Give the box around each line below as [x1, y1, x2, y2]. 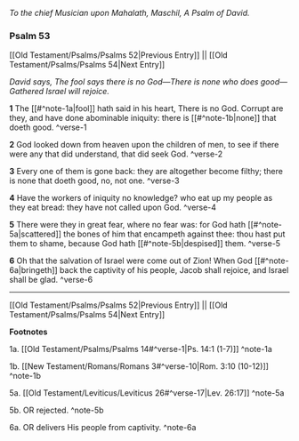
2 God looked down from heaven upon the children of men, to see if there [9, 140, 279, 150]
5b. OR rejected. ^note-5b [9, 405, 104, 416]
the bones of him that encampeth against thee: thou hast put [63, 229, 286, 239]
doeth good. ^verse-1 [9, 122, 87, 132]
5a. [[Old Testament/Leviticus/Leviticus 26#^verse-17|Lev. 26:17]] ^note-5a [9, 388, 285, 398]
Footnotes [9, 326, 48, 337]
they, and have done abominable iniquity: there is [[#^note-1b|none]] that [9, 113, 277, 124]
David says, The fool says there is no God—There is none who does [9, 76, 259, 87]
